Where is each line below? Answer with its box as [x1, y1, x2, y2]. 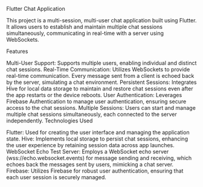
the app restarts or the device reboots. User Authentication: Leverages [6, 92, 182, 98]
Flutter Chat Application [6, 5, 65, 12]
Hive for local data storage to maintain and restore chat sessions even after [6, 85, 193, 92]
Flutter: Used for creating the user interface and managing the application [6, 129, 190, 136]
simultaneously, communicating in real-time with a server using [6, 30, 164, 37]
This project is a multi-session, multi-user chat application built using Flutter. [6, 17, 197, 24]
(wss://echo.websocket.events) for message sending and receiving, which [6, 154, 192, 162]
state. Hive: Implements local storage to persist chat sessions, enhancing [6, 135, 188, 142]
